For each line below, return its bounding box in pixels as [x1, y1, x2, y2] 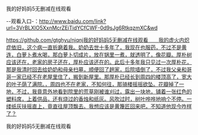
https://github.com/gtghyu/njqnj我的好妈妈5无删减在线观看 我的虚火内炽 [6, 37, 190, 43]
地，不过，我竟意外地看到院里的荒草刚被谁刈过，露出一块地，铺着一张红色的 [6, 88, 192, 95]
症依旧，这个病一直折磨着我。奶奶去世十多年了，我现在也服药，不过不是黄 [6, 44, 187, 51]
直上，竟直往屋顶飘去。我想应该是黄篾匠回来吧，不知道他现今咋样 [31, 103, 192, 110]
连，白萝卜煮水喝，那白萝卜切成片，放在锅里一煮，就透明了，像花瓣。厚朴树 [6, 51, 192, 58]
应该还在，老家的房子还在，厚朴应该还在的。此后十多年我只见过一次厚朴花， [6, 58, 192, 65]
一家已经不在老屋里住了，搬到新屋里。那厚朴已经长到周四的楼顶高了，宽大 [11, 73, 192, 80]
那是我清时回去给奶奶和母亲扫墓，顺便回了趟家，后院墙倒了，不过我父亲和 [6, 66, 187, 73]
